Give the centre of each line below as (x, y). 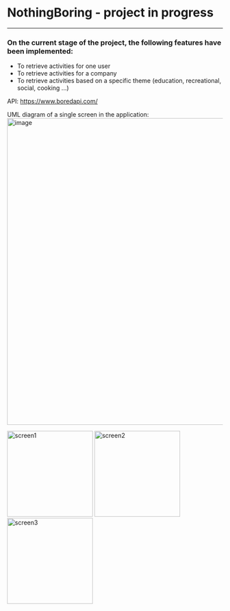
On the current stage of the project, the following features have (114, 43)
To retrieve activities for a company (67, 73)
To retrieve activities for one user (64, 66)
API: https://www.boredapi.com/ (52, 102)
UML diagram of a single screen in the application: (78, 115)
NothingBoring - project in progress (111, 13)
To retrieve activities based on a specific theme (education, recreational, (119, 81)
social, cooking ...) (43, 88)
